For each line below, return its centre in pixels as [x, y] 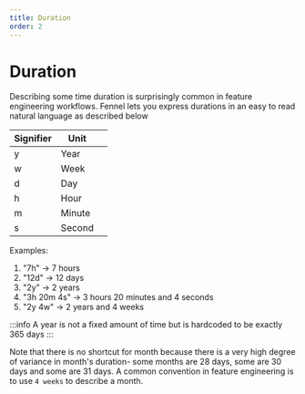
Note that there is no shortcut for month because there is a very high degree [152, 352]
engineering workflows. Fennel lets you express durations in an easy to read [152, 107]
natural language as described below [79, 116]
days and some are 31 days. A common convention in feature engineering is [152, 371]
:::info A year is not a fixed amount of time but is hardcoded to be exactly [146, 325]
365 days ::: [32, 335]
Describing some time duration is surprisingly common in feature [131, 97]
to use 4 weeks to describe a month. [76, 381]
